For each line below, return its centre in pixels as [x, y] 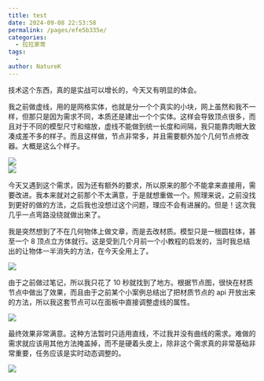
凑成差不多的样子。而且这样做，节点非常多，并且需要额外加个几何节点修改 [128, 136]
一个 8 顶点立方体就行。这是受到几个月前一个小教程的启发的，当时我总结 [132, 241]
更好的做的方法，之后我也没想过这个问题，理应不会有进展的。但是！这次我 [135, 204]
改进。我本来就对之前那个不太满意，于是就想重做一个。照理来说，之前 [128, 195]
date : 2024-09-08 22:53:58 [52, 23]
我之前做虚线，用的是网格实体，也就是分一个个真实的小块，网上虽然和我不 [128, 106]
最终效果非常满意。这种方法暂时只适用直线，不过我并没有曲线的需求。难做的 [132, 333]
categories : [27, 37]
